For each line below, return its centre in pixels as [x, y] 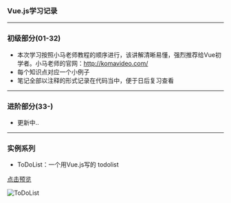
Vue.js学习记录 [32, 10]
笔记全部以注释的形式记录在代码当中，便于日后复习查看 [95, 80]
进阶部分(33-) [30, 106]
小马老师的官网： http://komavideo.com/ [92, 63]
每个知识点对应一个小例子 [53, 72]
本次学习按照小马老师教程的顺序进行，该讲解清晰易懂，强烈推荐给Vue [116, 55]
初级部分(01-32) [34, 38]
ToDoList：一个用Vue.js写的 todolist [68, 165]
